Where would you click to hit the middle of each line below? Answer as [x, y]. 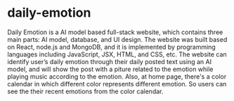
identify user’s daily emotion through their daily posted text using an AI [110, 61]
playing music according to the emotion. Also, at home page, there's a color [117, 76]
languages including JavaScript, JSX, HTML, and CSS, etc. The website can [117, 54]
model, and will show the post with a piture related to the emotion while [110, 69]
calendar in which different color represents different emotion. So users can [117, 84]
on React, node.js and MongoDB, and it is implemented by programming [111, 47]
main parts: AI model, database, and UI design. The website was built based [117, 39]
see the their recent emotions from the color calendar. [85, 91]
